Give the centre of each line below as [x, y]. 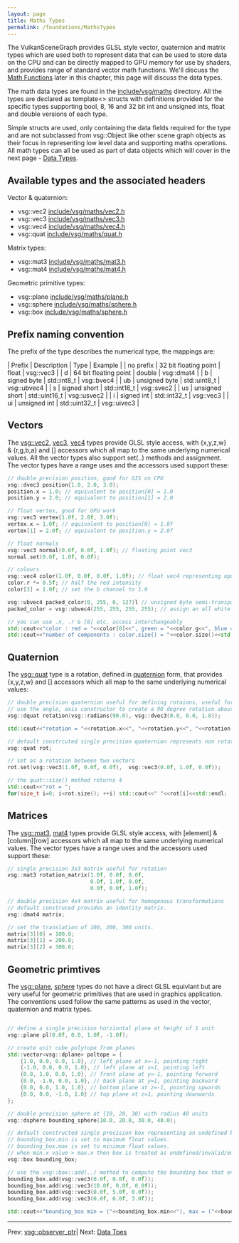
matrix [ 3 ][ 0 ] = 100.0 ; [41, 934]
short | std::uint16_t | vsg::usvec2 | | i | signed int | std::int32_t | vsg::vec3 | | [118, 395]
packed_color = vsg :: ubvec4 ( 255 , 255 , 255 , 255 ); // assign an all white [119, 609]
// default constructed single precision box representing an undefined [117, 1133]
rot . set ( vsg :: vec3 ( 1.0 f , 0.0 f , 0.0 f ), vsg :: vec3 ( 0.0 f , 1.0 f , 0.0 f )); [114, 768]
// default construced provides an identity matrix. [87, 908]
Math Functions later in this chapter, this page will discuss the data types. [115, 78]
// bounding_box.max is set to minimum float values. [89, 1146]
